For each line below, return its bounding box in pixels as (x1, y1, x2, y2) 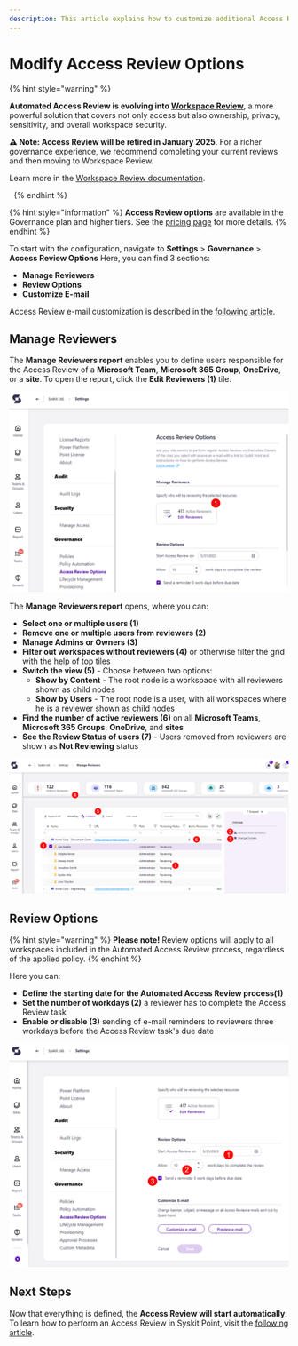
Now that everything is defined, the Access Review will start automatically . (9, 1308, 288, 1318)
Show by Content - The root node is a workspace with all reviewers (35, 674, 284, 685)
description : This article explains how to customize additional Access (9, 14, 284, 23)
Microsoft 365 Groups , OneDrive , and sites (21, 721, 184, 732)
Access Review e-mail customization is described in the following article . (9, 306, 276, 316)
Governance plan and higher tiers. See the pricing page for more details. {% (9, 216, 286, 227)
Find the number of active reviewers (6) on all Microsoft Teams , (21, 712, 262, 723)
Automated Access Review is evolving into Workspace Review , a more (9, 100, 274, 111)
